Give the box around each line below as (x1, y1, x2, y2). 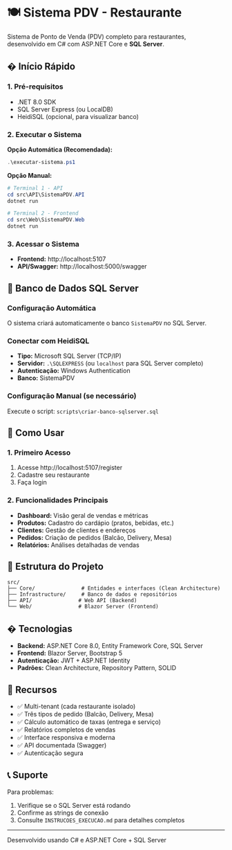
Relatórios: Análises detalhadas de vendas (17, 541, 139, 549)
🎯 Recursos (7, 684, 57, 696)
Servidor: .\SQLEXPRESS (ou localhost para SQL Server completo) (17, 359, 204, 368)
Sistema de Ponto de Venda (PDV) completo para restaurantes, (7, 32, 186, 41)
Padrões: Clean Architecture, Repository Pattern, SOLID (17, 664, 177, 672)
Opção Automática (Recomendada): (7, 145, 113, 154)
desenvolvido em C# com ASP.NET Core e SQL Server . (7, 39, 164, 48)
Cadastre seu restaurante (17, 471, 90, 479)
